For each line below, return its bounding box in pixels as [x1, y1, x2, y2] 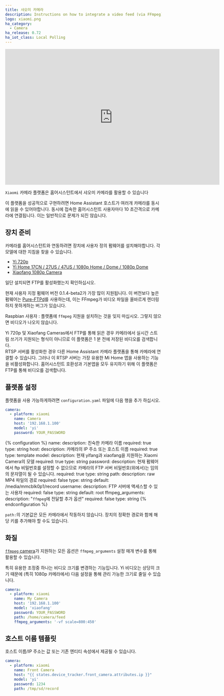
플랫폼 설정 [5, 383, 37, 392]
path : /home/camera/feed [14, 614, 66, 619]
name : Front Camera [14, 668, 55, 673]
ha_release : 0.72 [5, 30, 41, 35]
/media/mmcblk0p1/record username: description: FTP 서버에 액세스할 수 [5, 483, 153, 489]
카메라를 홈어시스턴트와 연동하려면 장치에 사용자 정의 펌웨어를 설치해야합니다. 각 [5, 242, 160, 249]
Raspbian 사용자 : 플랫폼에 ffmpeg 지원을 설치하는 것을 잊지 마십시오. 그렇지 [5, 313, 152, 319]
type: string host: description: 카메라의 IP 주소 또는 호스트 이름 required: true [5, 446, 158, 452]
